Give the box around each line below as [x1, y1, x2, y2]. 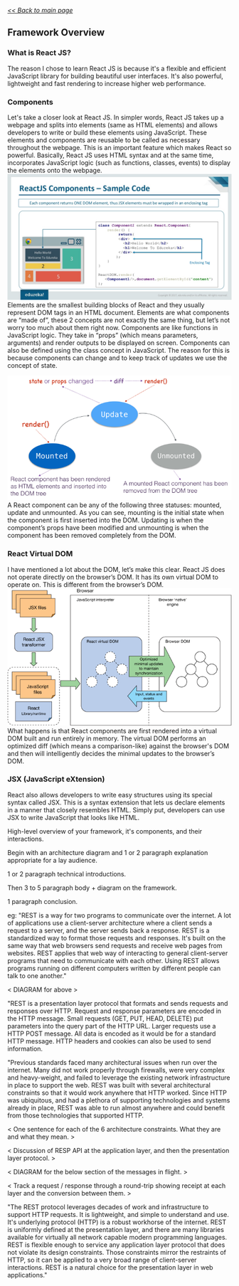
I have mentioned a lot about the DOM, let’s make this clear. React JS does [7, 565, 225, 573]
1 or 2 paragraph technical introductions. [7, 869, 127, 878]
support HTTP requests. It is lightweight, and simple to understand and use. [7, 1210, 230, 1218]
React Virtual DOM [7, 549, 73, 559]
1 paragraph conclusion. [7, 897, 78, 905]
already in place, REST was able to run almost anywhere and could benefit [7, 1103, 225, 1112]
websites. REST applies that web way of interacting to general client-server [7, 949, 228, 957]
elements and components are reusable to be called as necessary [7, 135, 201, 144]
